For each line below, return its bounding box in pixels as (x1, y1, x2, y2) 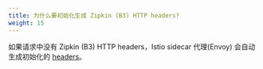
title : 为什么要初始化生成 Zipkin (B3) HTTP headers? (8, 11, 180, 20)
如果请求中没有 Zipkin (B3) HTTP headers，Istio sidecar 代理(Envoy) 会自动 (8, 41, 256, 52)
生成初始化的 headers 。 (8, 52, 86, 61)
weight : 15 (8, 19, 45, 27)
